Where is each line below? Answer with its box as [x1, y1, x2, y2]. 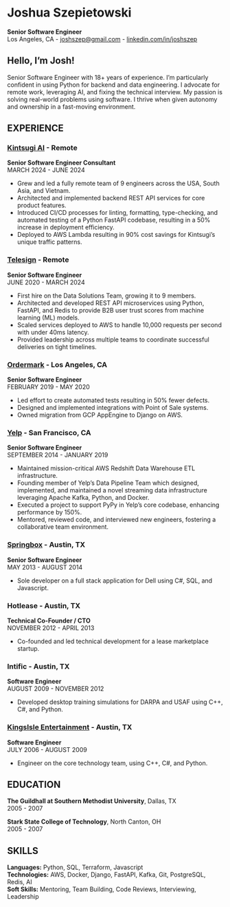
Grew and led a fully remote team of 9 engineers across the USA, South [16, 179, 220, 187]
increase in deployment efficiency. [16, 223, 115, 231]
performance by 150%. [16, 508, 82, 517]
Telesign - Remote [7, 255, 69, 264]
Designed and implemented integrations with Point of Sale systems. [16, 404, 209, 412]
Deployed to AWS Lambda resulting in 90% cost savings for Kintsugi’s [16, 231, 216, 239]
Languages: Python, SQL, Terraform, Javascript [7, 863, 143, 872]
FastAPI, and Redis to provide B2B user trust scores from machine [16, 306, 205, 314]
